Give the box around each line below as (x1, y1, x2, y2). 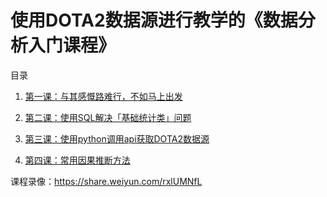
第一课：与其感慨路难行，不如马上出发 (24, 90, 183, 102)
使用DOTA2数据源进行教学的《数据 (10, 9, 298, 32)
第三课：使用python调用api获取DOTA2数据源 (24, 132, 210, 145)
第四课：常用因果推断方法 (24, 154, 131, 166)
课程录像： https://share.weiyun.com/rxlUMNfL (10, 175, 203, 187)
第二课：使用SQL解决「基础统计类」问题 (24, 111, 192, 123)
